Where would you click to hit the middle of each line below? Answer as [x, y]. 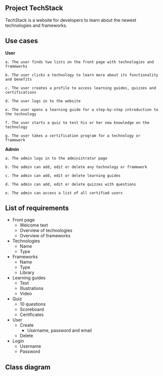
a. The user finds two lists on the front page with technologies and [80, 62]
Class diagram [28, 367]
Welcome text [34, 225]
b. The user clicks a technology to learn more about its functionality [82, 75]
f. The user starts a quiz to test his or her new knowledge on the [77, 123]
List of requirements [37, 208]
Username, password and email [59, 330]
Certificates [32, 315]
